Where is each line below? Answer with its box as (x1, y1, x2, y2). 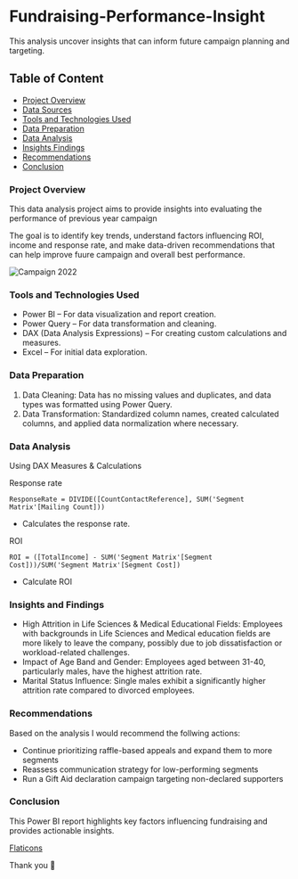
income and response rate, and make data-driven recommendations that (9, 240, 276, 251)
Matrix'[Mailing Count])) (9, 502, 105, 512)
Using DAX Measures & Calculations (9, 460, 142, 471)
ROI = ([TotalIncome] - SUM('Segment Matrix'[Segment (9, 553, 213, 562)
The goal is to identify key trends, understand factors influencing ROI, (9, 230, 264, 242)
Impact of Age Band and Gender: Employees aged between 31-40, (21, 657, 266, 668)
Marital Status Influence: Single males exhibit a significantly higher (21, 676, 266, 686)
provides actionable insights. (9, 825, 115, 835)
